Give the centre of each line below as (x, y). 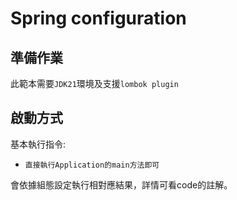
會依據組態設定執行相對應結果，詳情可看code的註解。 (121, 184)
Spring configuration (98, 18)
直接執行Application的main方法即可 (92, 165)
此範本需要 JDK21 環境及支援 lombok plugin (94, 83)
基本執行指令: (38, 144)
